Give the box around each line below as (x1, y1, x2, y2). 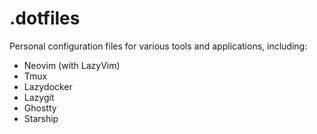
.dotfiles (9, 7, 81, 30)
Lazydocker (23, 80, 73, 92)
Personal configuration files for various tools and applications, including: (9, 40, 308, 52)
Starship (23, 112, 59, 124)
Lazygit (23, 91, 55, 103)
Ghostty (23, 102, 57, 114)
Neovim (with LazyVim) (23, 59, 121, 71)
